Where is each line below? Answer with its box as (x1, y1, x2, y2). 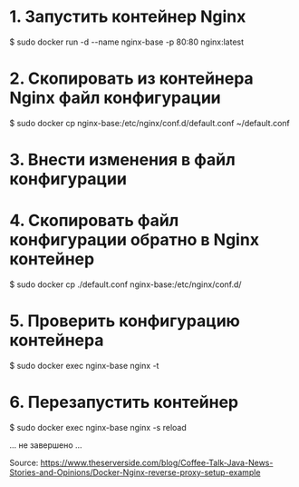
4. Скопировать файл (9, 211, 179, 231)
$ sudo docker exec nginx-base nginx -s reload (9, 422, 188, 432)
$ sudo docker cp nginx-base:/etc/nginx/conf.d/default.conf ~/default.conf (9, 117, 290, 128)
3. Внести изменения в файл (9, 150, 236, 170)
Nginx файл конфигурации (9, 88, 221, 108)
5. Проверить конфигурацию (9, 311, 240, 332)
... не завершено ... (9, 439, 83, 451)
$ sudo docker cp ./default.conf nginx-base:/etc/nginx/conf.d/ (9, 279, 242, 290)
